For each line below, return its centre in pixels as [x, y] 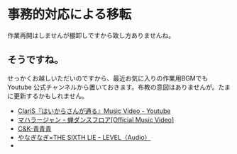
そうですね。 [35, 60]
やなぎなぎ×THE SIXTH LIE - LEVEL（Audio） [84, 137]
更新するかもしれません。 [51, 95]
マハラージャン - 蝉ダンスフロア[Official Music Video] [96, 119]
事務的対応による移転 [70, 14]
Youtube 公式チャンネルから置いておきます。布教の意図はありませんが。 [113, 87]
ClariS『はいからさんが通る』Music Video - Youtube [94, 111]
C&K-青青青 [34, 129]
